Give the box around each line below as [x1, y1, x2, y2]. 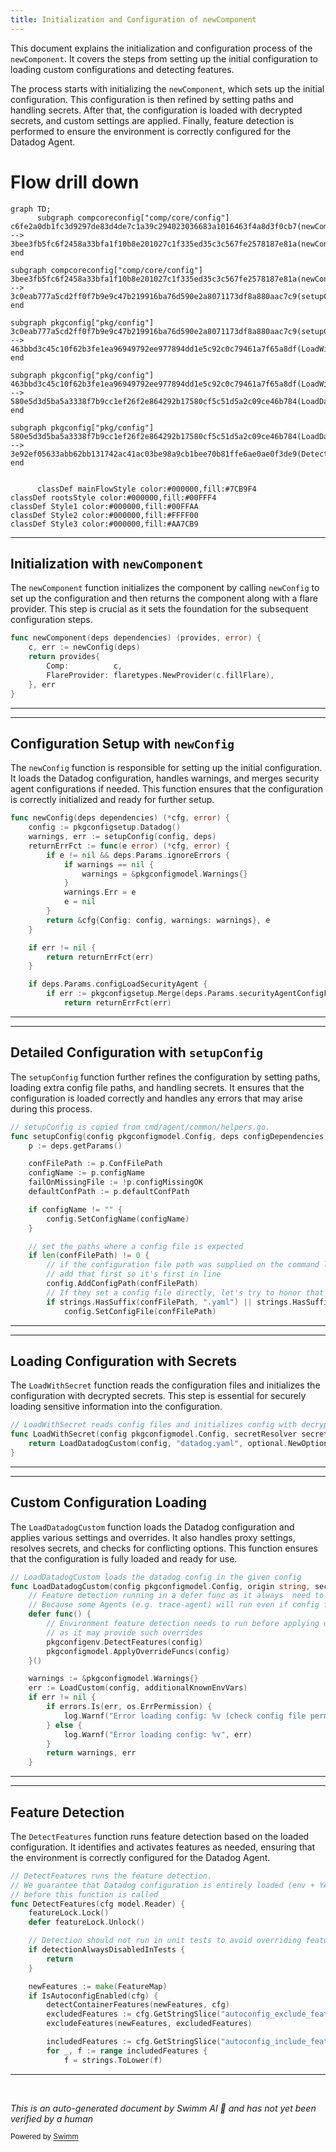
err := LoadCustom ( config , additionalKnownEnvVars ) [28, 1683, 248, 1693]
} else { [46, 1720, 83, 1730]
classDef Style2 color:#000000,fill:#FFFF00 [10, 510, 199, 520]
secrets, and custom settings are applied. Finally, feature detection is [10, 114, 295, 126]
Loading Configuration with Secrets [10, 1352, 238, 1370]
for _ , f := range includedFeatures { [46, 2046, 208, 2056]
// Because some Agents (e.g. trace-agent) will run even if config [28, 1600, 320, 1610]
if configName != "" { [28, 1204, 123, 1215]
